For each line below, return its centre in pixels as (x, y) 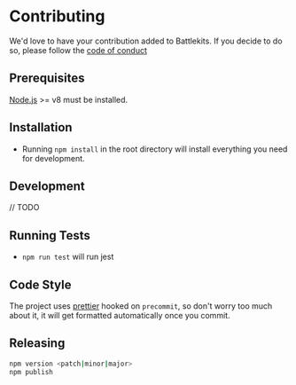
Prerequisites (47, 79)
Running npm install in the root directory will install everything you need (155, 149)
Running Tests (50, 236)
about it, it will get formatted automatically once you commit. (120, 315)
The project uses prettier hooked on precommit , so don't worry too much (141, 306)
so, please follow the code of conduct (78, 50)
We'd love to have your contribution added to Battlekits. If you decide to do (146, 41)
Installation (41, 127)
